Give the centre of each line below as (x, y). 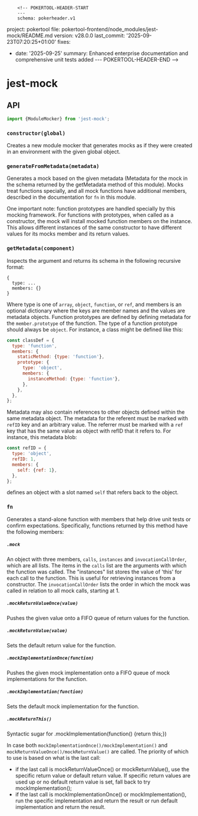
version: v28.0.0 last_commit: (90, 36)
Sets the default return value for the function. (62, 645)
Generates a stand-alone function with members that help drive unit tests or (99, 519)
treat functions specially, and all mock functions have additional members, (97, 191)
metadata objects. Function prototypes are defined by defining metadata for (99, 317)
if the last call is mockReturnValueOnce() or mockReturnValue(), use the (102, 769)
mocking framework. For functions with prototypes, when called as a (90, 215)
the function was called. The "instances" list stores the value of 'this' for (94, 572)
